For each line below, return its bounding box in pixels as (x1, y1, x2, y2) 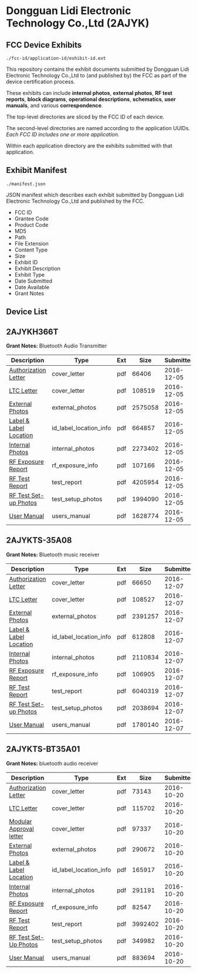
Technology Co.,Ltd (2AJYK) (6, 16, 150, 30)
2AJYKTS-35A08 (6, 535, 72, 546)
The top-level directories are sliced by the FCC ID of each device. (6, 113, 165, 120)
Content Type (14, 246, 48, 253)
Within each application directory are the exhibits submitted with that (6, 142, 173, 149)
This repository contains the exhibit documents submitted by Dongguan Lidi (6, 66, 189, 73)
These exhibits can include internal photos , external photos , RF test (6, 90, 173, 96)
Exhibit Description (14, 265, 60, 272)
